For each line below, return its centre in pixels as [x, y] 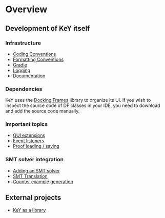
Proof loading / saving [36, 146]
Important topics [26, 124]
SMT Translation [30, 176]
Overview [26, 9]
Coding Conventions [34, 54]
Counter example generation [43, 181]
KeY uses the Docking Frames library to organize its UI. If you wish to [78, 100]
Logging [22, 70]
